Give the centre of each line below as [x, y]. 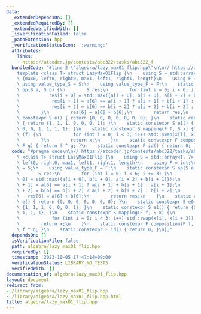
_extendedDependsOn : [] [41, 17]
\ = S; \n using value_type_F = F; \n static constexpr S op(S [103, 168]
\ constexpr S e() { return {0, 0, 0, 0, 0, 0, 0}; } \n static [101, 118]
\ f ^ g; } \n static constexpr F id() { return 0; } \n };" [95, 229]
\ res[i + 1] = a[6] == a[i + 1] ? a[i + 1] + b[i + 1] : [106, 101]
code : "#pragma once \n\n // [45, 151]
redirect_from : [25, 285]
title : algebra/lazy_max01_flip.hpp [52, 302]
